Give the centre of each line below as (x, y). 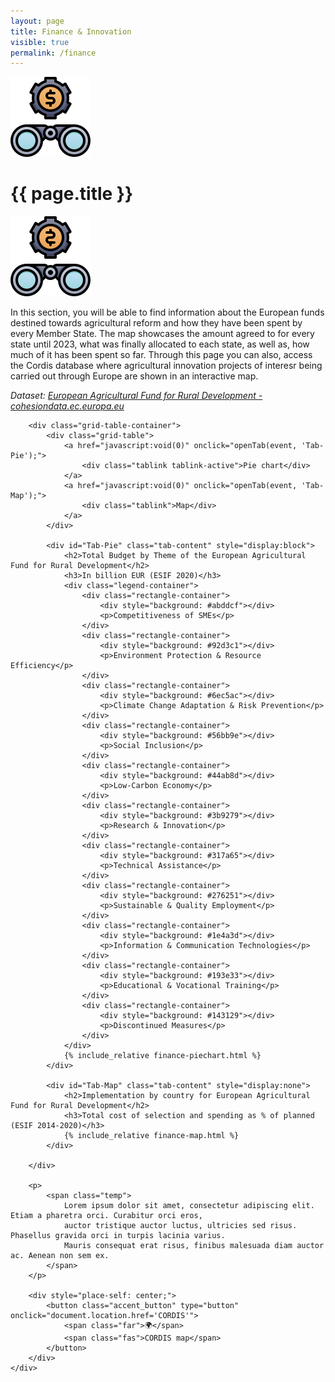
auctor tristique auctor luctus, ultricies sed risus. (180, 1226)
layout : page (37, 21)
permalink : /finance (53, 53)
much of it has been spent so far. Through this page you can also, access (161, 355)
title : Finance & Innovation (71, 31)
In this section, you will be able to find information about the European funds (167, 312)
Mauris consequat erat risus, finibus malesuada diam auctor (194, 1246)
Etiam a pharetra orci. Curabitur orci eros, (106, 1216)
